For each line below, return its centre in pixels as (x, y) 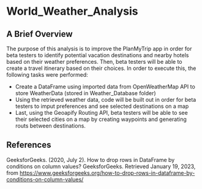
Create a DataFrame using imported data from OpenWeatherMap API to (105, 87)
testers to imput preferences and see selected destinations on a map (102, 106)
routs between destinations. (50, 126)
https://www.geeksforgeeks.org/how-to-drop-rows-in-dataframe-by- (107, 172)
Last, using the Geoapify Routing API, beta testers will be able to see (101, 113)
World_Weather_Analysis (73, 11)
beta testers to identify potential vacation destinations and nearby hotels (98, 55)
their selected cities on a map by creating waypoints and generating (101, 119)
